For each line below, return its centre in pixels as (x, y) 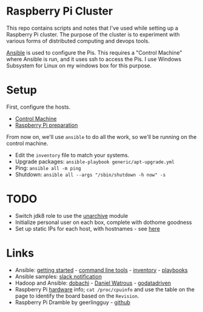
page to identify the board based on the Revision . (77, 296)
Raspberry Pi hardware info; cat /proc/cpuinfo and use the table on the (105, 289)
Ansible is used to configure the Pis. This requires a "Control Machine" (94, 52)
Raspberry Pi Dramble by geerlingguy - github (72, 302)
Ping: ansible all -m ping (48, 168)
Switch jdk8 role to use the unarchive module (72, 215)
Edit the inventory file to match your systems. (72, 155)
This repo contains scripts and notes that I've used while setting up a (92, 28)
